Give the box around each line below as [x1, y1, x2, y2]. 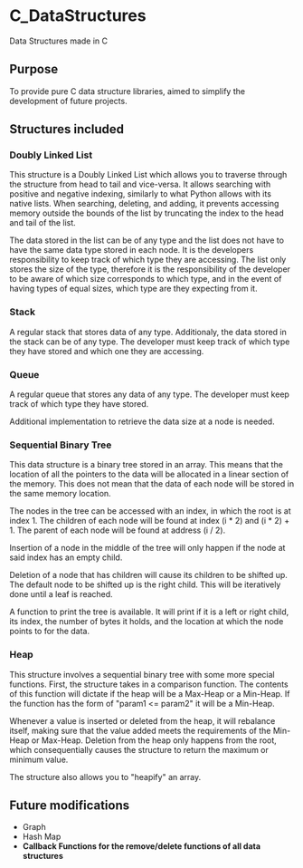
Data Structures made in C [9, 35, 109, 46]
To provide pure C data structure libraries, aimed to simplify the [9, 85, 246, 96]
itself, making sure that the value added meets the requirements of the [9, 725, 271, 736]
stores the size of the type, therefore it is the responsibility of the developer [9, 264, 291, 275]
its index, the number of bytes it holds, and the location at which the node [9, 616, 284, 627]
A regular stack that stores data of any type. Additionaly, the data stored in [9, 326, 287, 337]
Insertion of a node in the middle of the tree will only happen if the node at [9, 543, 286, 554]
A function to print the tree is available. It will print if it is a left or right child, [9, 606, 289, 617]
